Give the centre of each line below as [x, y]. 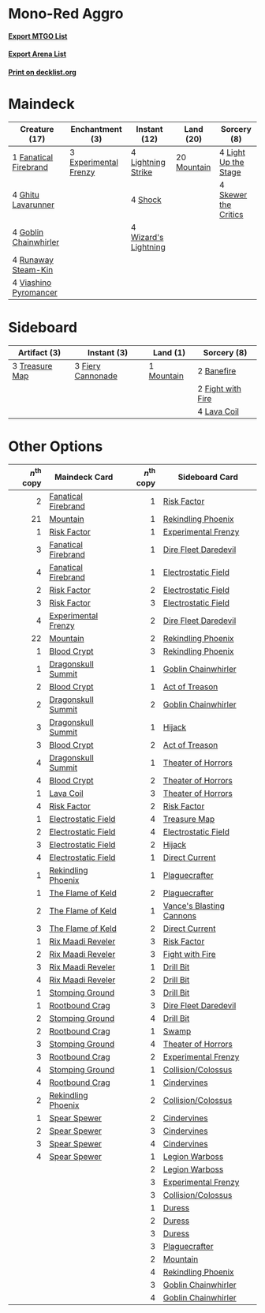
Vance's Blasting [194, 906]
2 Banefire [217, 370]
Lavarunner [34, 204]
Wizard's [147, 237]
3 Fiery [88, 366]
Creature [37, 129]
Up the [232, 162]
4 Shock [146, 200]
